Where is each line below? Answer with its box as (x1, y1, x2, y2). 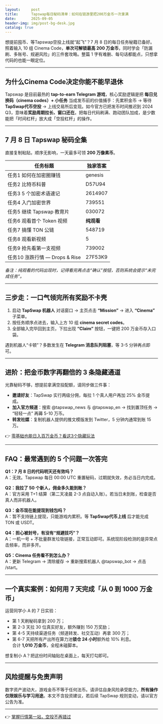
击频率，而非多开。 (5, 542, 44, 548)
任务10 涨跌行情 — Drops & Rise (7, 254, 81, 261)
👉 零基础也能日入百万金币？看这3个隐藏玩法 (5, 433, 95, 439)
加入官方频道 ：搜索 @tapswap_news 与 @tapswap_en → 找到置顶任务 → (12, 405, 158, 410)
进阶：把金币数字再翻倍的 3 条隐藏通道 (5, 368, 121, 376)
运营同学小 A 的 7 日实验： (5, 608, 58, 613)
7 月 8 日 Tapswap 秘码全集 (5, 136, 87, 144)
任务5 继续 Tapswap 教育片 (7, 208, 69, 215)
